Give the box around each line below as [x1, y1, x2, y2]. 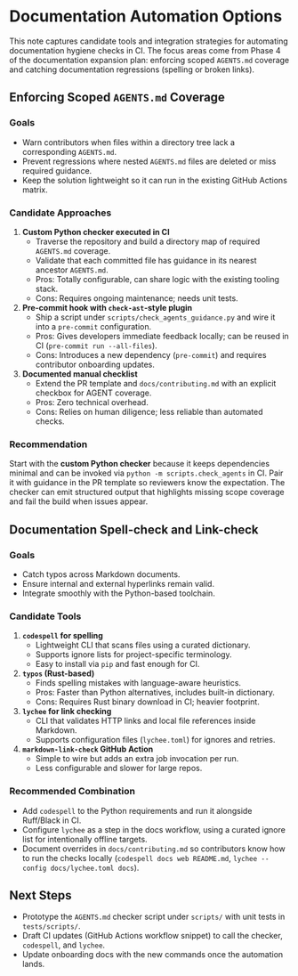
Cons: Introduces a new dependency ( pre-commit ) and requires [35, 349, 267, 360]
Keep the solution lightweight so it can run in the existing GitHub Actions [21, 175, 287, 185]
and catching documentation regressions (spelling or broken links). [9, 64, 255, 75]
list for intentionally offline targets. [21, 834, 149, 844]
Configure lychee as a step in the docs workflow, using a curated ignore [21, 824, 286, 834]
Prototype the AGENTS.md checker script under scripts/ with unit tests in [21, 911, 286, 923]
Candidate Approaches [9, 207, 112, 219]
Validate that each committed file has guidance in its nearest [35, 255, 257, 265]
